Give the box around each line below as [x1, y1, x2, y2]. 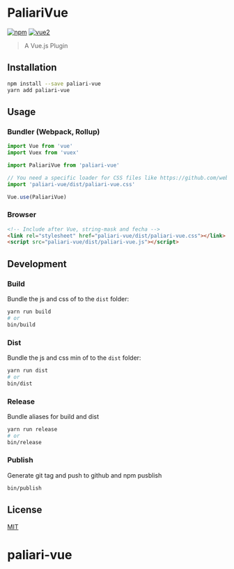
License [7, 504, 42, 516]
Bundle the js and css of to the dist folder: [7, 295, 130, 303]
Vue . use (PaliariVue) [7, 193, 68, 200]
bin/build [7, 321, 36, 328]
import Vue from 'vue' [7, 143, 73, 150]
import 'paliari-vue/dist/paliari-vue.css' [7, 181, 136, 188]
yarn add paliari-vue [7, 86, 70, 93]
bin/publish [7, 485, 42, 492]
